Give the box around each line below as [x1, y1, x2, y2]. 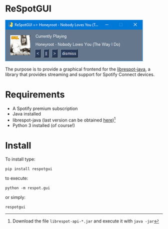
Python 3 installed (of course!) [12, 122, 75, 128]
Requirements [5, 89, 65, 100]
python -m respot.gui [5, 185, 50, 190]
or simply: [5, 194, 26, 200]
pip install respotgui [5, 166, 52, 171]
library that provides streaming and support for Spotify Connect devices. [5, 71, 155, 77]
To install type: [5, 156, 36, 162]
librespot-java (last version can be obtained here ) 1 [12, 116, 116, 123]
